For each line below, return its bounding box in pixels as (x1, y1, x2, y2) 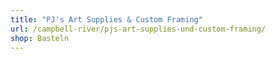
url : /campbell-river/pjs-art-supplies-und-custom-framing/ (10, 24, 267, 34)
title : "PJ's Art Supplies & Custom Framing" (10, 14, 203, 25)
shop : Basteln (10, 33, 70, 43)
